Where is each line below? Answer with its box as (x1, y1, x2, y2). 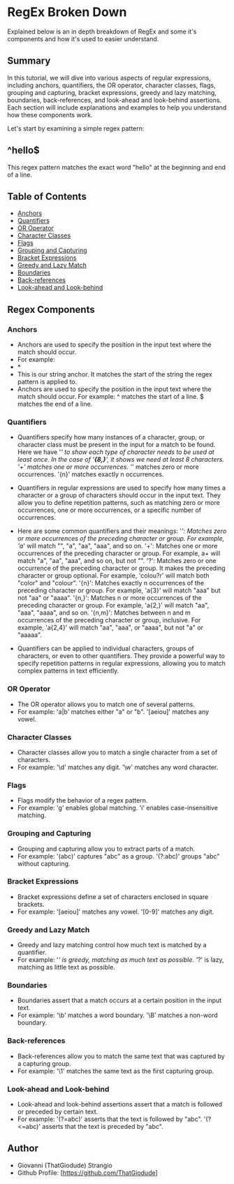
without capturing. (17, 859, 71, 868)
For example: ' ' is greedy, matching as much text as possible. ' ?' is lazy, (17, 956, 225, 964)
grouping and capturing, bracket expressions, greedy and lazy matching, (7, 88, 217, 96)
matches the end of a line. (17, 400, 93, 409)
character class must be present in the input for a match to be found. (17, 441, 216, 449)
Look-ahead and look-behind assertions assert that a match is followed (17, 1100, 222, 1109)
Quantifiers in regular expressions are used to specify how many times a (17, 483, 226, 492)
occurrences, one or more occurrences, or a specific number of (17, 506, 202, 514)
